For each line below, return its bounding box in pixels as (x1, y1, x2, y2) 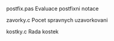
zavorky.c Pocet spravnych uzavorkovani (6, 17, 108, 23)
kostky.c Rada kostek (6, 28, 59, 35)
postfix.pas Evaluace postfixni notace (6, 5, 99, 12)
